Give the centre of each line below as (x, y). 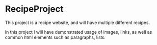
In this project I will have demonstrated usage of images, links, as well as (78, 32)
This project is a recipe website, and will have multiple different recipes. (78, 22)
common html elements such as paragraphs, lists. (55, 37)
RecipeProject (34, 9)
